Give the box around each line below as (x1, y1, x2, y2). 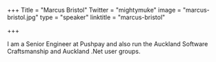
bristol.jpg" (7, 13, 39, 21)
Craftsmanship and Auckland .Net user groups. (7, 48, 141, 55)
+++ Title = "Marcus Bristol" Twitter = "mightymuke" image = (7, 6, 181, 14)
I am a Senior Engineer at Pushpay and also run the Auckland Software (7, 40, 208, 48)
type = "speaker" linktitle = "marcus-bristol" (40, 13, 166, 21)
